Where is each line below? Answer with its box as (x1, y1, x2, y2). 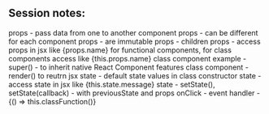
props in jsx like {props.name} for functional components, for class (8, 44, 232, 55)
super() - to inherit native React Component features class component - (8, 62, 249, 72)
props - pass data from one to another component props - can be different (8, 27, 258, 37)
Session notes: (8, 6, 86, 20)
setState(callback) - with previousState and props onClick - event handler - (8, 88, 260, 98)
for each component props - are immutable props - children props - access (8, 36, 262, 46)
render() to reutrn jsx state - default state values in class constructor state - (8, 70, 262, 80)
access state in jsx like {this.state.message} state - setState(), (8, 79, 215, 89)
